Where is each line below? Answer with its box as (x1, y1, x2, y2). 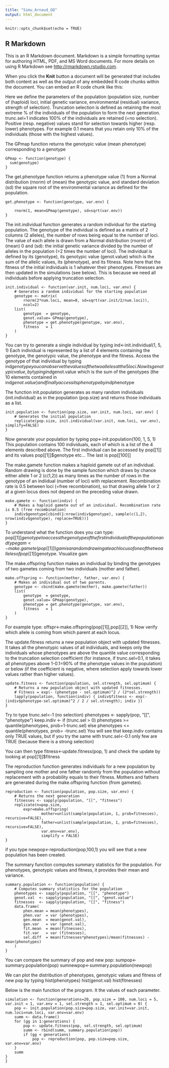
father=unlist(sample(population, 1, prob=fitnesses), (41, 820, 158, 825)
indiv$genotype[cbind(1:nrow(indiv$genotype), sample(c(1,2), (14, 512, 147, 517)
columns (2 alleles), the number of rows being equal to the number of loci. (5, 232, 159, 238)
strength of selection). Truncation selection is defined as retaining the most (5, 104, 161, 111)
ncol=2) (23, 303, 39, 308)
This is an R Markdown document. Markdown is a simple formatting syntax (5, 53, 160, 59)
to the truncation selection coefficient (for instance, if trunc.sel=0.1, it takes (5, 655, 161, 661)
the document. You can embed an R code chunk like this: (5, 84, 123, 90)
